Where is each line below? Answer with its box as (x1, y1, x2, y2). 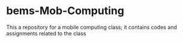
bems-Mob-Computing (6, 4, 125, 18)
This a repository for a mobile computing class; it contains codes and (6, 24, 177, 31)
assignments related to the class (6, 29, 86, 37)
